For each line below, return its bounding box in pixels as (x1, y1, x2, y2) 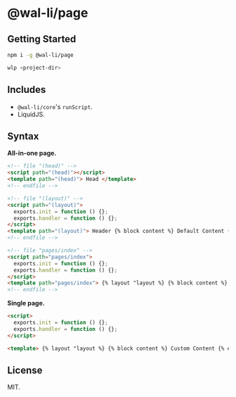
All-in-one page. (7, 149, 57, 158)
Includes (7, 84, 46, 96)
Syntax (7, 130, 39, 142)
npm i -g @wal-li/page (7, 51, 74, 58)
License (7, 364, 43, 376)
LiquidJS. (17, 110, 45, 118)
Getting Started (7, 33, 77, 45)
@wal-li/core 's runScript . (17, 102, 93, 111)
